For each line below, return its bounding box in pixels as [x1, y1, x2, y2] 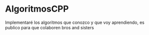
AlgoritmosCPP [5, 3, 69, 15]
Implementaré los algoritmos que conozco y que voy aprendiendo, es [5, 19, 145, 25]
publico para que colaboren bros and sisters [5, 24, 94, 30]
